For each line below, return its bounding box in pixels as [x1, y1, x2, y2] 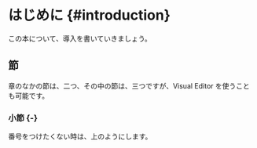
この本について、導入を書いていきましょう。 [8, 34, 152, 43]
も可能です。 [8, 91, 50, 100]
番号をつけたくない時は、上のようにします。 [8, 132, 152, 141]
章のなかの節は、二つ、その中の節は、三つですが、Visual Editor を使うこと [8, 81, 250, 90]
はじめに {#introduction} [8, 6, 171, 24]
